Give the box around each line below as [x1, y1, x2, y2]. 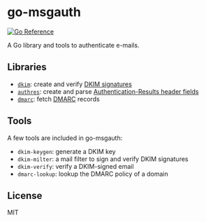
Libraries [7, 61, 47, 74]
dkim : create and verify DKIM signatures [17, 80, 133, 88]
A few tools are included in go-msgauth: [7, 134, 123, 142]
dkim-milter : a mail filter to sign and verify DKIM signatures [17, 155, 189, 163]
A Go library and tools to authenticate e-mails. [7, 41, 140, 49]
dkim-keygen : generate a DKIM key [17, 147, 117, 155]
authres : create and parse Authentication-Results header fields [17, 87, 199, 95]
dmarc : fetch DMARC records [17, 95, 100, 103]
